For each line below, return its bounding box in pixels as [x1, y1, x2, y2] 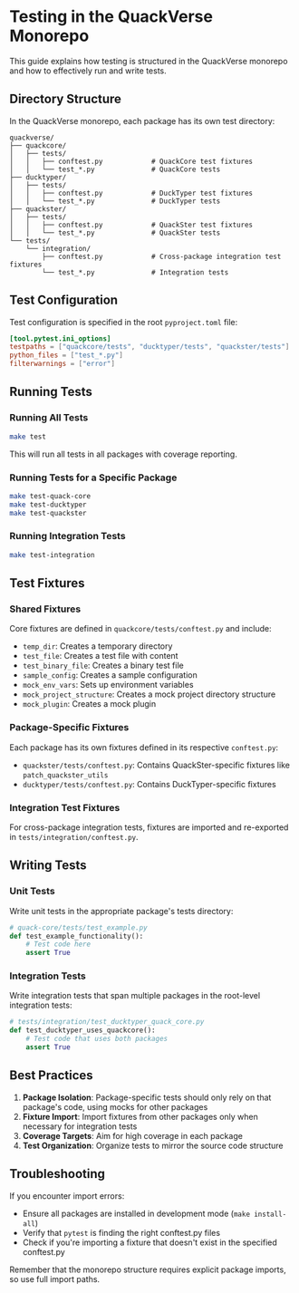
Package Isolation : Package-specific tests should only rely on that [22, 1092, 272, 1103]
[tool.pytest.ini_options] [9, 333, 111, 343]
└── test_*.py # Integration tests [42, 267, 229, 277]
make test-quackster [9, 508, 88, 517]
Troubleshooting [9, 1166, 106, 1182]
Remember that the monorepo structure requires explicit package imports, [9, 1264, 287, 1275]
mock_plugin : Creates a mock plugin [22, 699, 157, 709]
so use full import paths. [9, 1273, 101, 1284]
